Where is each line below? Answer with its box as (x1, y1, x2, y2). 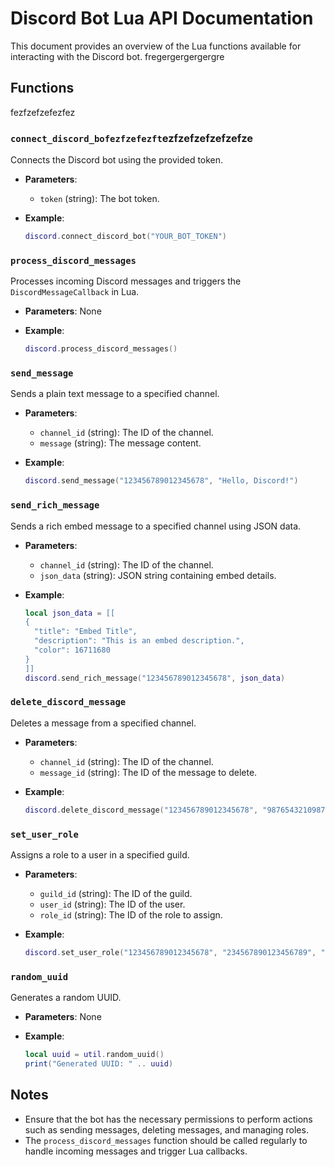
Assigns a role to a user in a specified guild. (10, 849, 190, 861)
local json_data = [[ (24, 608, 116, 618)
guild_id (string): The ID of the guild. (39, 888, 193, 900)
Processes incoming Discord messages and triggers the (10, 275, 242, 287)
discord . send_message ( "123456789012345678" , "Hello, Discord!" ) (24, 476, 299, 486)
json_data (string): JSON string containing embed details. (39, 569, 277, 581)
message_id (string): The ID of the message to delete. (39, 766, 258, 778)
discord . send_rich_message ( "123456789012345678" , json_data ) (24, 673, 286, 683)
